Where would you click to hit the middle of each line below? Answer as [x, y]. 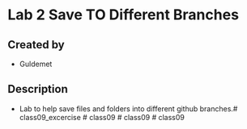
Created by [36, 45]
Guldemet [36, 64]
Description [38, 89]
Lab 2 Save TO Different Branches [123, 15]
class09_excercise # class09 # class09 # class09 [102, 117]
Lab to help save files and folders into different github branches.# [128, 108]
